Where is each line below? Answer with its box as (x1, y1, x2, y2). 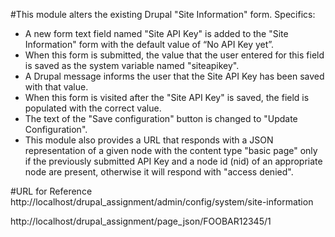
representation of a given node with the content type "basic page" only (24, 145, 318, 156)
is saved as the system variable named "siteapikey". (24, 60, 240, 71)
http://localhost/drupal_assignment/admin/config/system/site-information (10, 196, 314, 208)
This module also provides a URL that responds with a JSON (24, 134, 274, 146)
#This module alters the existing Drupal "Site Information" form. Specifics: (10, 9, 316, 20)
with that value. (24, 81, 89, 93)
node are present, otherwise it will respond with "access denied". (24, 166, 294, 178)
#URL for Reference (10, 185, 93, 197)
